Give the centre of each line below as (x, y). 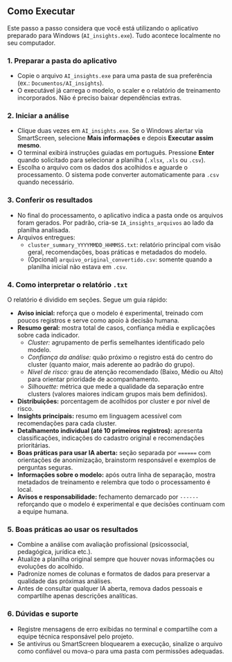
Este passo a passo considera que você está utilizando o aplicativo (103, 28)
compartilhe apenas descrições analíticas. (78, 596)
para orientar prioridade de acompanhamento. (93, 379)
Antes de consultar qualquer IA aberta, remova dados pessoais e (110, 589)
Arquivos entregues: (46, 237)
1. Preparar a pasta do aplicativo (62, 60)
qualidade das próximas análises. (65, 581)
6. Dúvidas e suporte (43, 614)
